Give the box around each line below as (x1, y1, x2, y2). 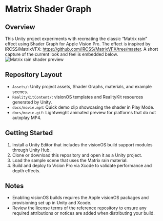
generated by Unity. (12, 99, 52, 105)
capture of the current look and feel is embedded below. (5, 51, 119, 57)
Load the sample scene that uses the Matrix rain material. (12, 157, 128, 163)
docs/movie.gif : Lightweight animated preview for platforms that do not (12, 109, 156, 115)
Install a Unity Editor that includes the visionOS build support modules (12, 141, 153, 147)
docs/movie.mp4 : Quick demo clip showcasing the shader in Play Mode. (12, 104, 155, 110)
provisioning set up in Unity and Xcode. (12, 200, 92, 206)
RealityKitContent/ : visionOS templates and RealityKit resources (12, 94, 143, 100)
